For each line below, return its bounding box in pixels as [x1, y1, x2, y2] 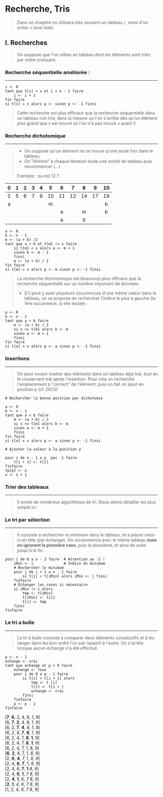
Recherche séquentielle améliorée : [5, 69, 90, 76]
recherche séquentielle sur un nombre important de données [16, 281, 139, 287]
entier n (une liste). [16, 24, 55, 30]
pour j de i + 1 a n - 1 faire [14, 570, 77, 574]
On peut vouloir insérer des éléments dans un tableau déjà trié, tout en [16, 371, 158, 377]
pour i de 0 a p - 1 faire [14, 672, 68, 676]
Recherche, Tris [5, 3, 70, 15]
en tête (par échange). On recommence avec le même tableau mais [21, 537, 157, 543]
